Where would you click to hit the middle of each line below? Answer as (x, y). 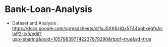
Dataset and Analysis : (35, 23)
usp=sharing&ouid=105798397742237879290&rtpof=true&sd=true (82, 39)
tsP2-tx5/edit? (27, 33)
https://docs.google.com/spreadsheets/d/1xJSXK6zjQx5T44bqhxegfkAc (87, 28)
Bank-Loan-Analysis (49, 9)
